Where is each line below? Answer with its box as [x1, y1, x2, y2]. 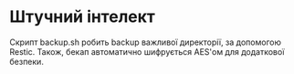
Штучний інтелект [9, 6, 155, 27]
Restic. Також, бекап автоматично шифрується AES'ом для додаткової [9, 46, 285, 57]
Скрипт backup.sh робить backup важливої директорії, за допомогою [9, 37, 281, 48]
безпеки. [9, 56, 44, 67]
